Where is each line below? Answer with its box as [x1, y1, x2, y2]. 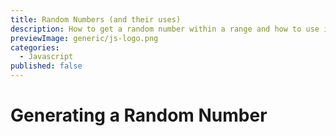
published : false [10, 61, 83, 71]
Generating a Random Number [10, 104, 268, 127]
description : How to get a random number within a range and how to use [10, 24, 320, 34]
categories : [10, 42, 60, 53]
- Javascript [19, 52, 74, 62]
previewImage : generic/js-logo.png [10, 33, 159, 43]
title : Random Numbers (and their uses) [10, 14, 182, 25]
